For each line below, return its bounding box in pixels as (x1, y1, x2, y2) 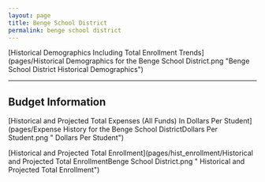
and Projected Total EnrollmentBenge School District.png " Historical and (8, 157, 245, 166)
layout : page (8, 11, 51, 20)
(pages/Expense (8, 124, 62, 135)
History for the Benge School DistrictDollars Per (62, 124, 218, 135)
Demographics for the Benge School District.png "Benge (65, 56, 250, 66)
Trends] (178, 48, 204, 58)
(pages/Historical (8, 56, 65, 66)
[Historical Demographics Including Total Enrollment (8, 48, 177, 58)
